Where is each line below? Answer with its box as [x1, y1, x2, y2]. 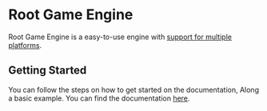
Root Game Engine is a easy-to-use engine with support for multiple [8, 32, 232, 42]
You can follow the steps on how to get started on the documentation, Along [8, 85, 260, 94]
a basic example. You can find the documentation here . [8, 93, 190, 103]
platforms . [8, 40, 42, 50]
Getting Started [8, 64, 87, 77]
